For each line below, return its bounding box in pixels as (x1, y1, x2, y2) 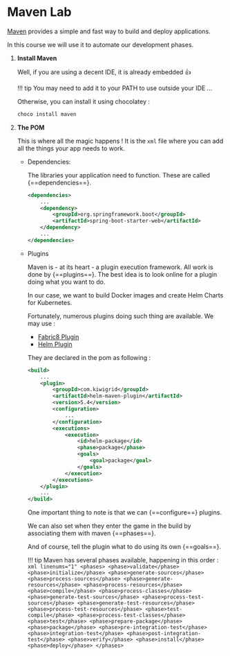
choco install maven (17, 110, 77, 118)
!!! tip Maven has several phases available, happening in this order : (27, 556, 219, 564)
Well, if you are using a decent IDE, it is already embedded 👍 (17, 67, 191, 76)
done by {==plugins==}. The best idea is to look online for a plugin (27, 270, 218, 278)
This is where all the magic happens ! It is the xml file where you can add (17, 137, 224, 145)
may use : (27, 319, 56, 327)
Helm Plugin (37, 340, 73, 348)
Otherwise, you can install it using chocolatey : (17, 97, 151, 105)
